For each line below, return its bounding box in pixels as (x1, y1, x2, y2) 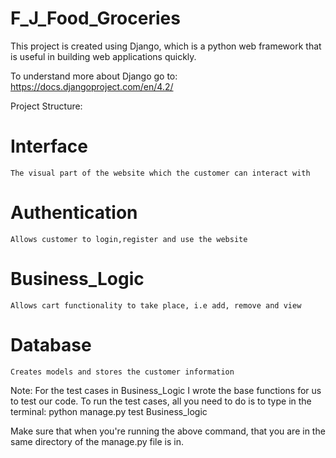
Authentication (10, 202, 138, 224)
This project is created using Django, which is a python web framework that (10, 40, 322, 52)
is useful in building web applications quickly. (10, 50, 197, 62)
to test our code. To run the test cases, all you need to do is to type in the (10, 395, 312, 407)
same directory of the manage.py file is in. (10, 435, 184, 447)
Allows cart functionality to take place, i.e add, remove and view (10, 300, 302, 311)
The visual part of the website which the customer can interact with (10, 168, 311, 178)
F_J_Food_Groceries (10, 7, 181, 30)
